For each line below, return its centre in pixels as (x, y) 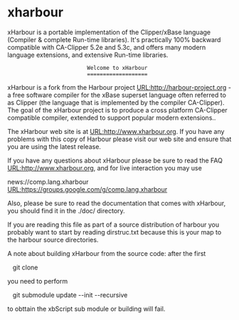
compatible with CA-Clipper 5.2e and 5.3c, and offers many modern (107, 47)
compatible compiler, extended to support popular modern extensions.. (112, 118)
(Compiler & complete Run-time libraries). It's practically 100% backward (114, 39)
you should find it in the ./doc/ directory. (67, 210)
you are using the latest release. (54, 146)
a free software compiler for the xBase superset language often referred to (117, 95)
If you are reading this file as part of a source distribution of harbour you (113, 224)
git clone (25, 267)
